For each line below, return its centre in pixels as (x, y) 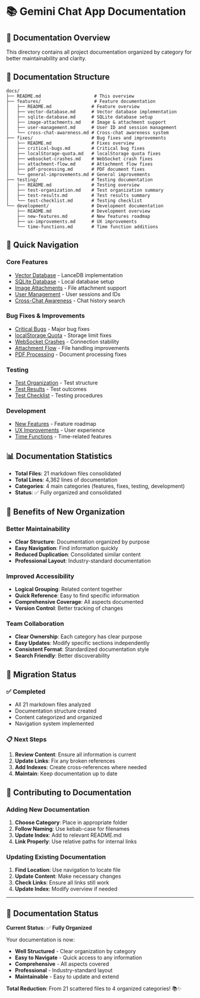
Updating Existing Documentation (56, 857)
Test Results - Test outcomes (51, 389)
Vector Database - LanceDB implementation (69, 275)
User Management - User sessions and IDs (68, 294)
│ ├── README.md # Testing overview (73, 185)
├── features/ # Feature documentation (81, 101)
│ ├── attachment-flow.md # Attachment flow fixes (79, 164)
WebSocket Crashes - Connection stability (67, 342)
